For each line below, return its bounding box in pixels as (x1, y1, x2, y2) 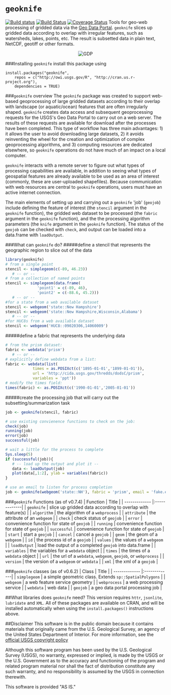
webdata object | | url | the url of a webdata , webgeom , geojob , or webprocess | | (5, 553, 164, 559)
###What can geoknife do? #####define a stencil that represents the (5, 241, 151, 247)
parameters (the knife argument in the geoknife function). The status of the (5, 221, 164, 227)
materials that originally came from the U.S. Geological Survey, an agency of (5, 626, 165, 632)
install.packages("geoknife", (5, 70, 70, 76)
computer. (5, 152, 27, 158)
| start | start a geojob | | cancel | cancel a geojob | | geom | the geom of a (5, 531, 158, 537)
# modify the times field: (5, 381, 63, 386)
